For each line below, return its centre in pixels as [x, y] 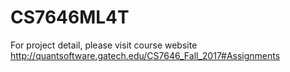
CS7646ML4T [70, 17]
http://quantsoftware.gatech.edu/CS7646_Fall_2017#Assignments [145, 55]
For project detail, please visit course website [104, 45]
